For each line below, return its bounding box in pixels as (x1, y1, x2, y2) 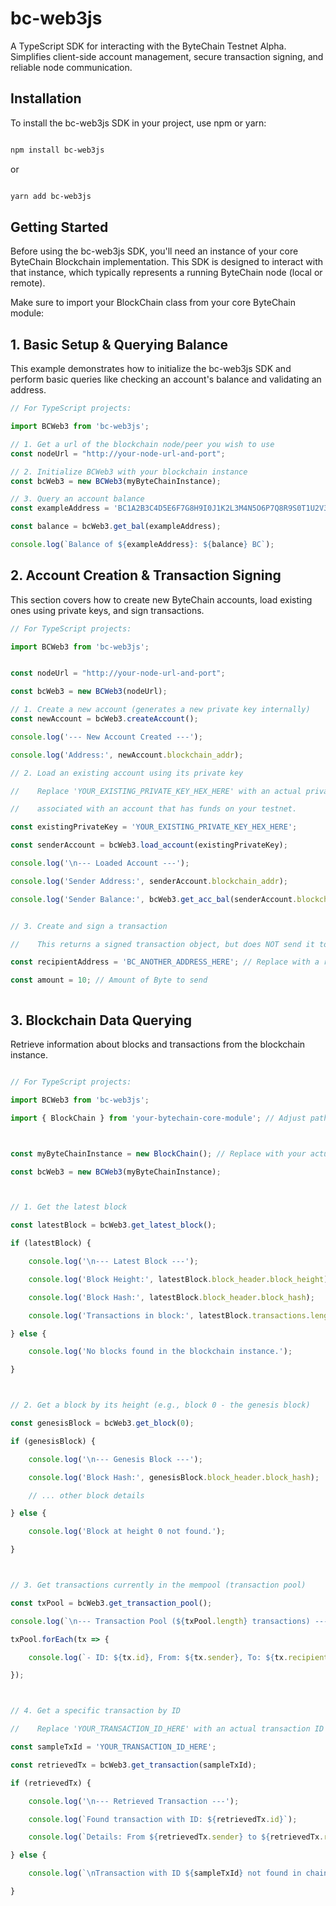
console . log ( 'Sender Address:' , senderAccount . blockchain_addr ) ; (10, 876, 288, 886)
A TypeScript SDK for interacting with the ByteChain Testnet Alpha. (10, 40, 287, 52)
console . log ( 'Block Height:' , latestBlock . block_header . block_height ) (28, 1274, 329, 1284)
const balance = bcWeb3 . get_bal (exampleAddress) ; (10, 522, 222, 532)
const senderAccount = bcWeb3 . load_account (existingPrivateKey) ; (10, 840, 288, 851)
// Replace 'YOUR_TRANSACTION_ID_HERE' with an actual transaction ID (10, 1724, 325, 1734)
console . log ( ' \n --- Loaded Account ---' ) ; (10, 858, 190, 869)
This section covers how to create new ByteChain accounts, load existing (10, 593, 313, 606)
